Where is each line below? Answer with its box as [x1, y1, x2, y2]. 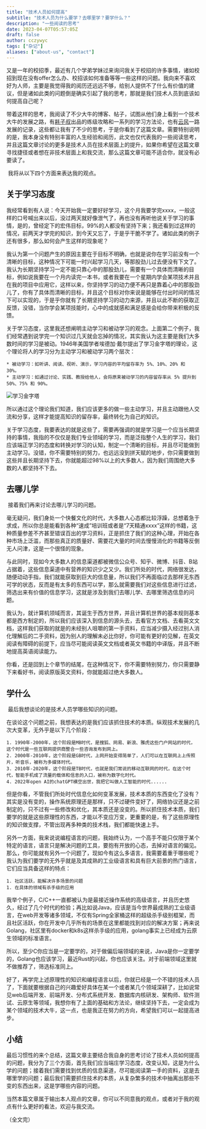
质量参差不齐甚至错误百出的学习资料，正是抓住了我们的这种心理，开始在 [11, 530, 194, 537]
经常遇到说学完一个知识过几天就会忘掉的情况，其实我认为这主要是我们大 [11, 332, 194, 339]
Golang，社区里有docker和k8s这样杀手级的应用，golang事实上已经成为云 [6, 927, 192, 934]
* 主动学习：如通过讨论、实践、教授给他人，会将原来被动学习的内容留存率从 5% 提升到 [6, 374, 196, 380]
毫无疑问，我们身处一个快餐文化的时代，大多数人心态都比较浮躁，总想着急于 [6, 514, 200, 522]
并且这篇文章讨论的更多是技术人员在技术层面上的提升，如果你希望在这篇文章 [6, 141, 200, 148]
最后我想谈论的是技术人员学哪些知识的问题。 [7, 706, 121, 713]
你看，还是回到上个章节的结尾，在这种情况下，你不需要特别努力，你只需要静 [6, 661, 200, 668]
